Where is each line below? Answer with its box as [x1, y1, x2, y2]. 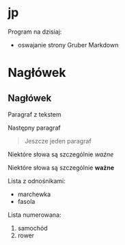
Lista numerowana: [8, 211, 61, 219]
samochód [17, 224, 48, 232]
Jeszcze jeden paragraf [24, 137, 92, 145]
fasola [17, 197, 36, 205]
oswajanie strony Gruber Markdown [17, 40, 119, 49]
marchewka [17, 190, 51, 198]
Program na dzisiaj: [8, 27, 62, 36]
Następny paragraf [8, 124, 61, 132]
